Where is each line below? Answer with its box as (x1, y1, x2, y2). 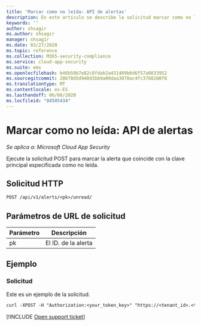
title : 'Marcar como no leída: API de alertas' (6, 8, 127, 15)
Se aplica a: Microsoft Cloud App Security (6, 143, 111, 150)
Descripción (51, 228, 87, 237)
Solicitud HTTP (6, 178, 64, 188)
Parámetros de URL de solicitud (6, 211, 126, 221)
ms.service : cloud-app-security (6, 59, 87, 65)
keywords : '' (6, 20, 39, 26)
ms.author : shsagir (6, 31, 55, 37)
